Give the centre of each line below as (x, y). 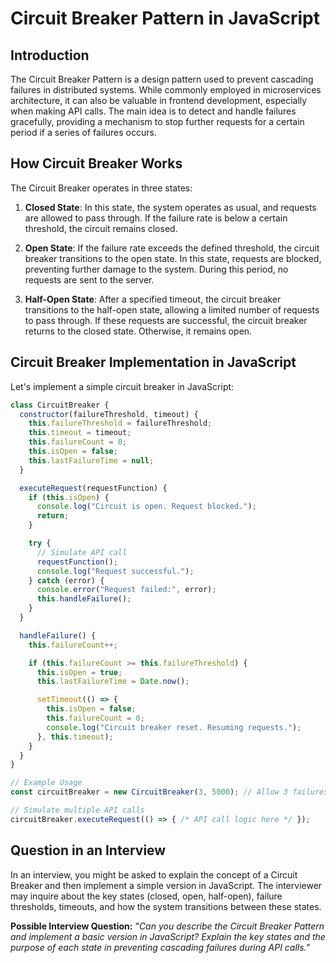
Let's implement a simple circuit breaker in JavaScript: (122, 386)
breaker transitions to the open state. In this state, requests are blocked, (173, 258)
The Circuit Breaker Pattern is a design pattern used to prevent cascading (162, 79)
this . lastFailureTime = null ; (91, 460)
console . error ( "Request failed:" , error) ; (126, 590)
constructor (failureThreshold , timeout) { (109, 414)
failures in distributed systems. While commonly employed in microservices (166, 90)
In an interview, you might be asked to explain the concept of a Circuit (154, 874)
